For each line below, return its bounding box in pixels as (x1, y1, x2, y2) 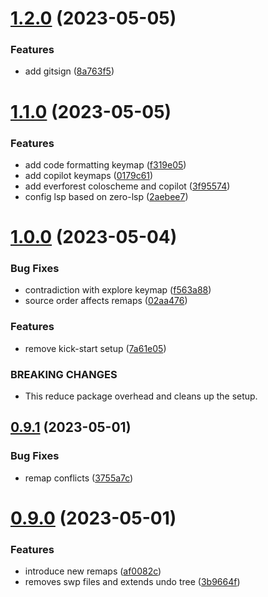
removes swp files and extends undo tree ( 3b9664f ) (24, 576, 241, 588)
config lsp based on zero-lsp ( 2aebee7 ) (24, 190, 189, 202)
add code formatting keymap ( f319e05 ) (24, 158, 187, 171)
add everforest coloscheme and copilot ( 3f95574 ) (24, 180, 231, 192)
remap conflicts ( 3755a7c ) (24, 472, 134, 484)
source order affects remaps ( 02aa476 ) (24, 295, 188, 307)
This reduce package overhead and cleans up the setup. (24, 390, 258, 402)
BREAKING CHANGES (10, 367, 118, 381)
